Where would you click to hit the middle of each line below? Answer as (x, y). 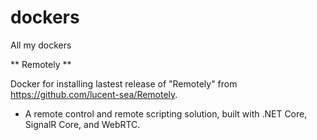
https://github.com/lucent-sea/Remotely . (94, 94)
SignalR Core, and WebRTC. (82, 124)
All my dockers (41, 45)
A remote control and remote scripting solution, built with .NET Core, (166, 113)
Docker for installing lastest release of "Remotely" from (124, 83)
